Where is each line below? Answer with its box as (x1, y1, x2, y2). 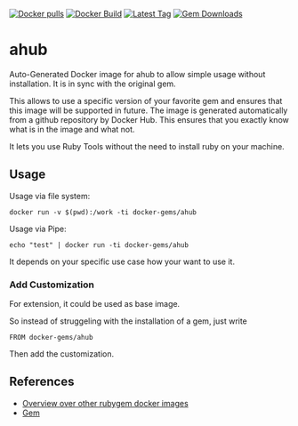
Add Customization (9, 278, 95, 291)
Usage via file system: (9, 190, 91, 201)
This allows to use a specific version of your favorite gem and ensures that (9, 95, 283, 106)
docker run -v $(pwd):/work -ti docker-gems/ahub (9, 207, 197, 217)
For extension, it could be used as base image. (9, 299, 181, 309)
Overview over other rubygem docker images (21, 398, 189, 408)
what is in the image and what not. (9, 124, 135, 134)
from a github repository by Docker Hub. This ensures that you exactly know (9, 114, 289, 125)
